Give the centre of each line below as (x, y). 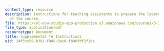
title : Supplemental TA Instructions (43, 37)
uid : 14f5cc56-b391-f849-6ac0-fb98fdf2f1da (50, 41)
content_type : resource (29, 9)
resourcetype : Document (29, 32)
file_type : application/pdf (34, 28)
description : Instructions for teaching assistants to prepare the (75, 14)
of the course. (25, 18)
